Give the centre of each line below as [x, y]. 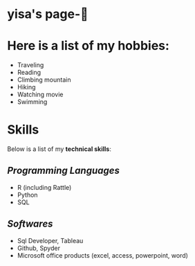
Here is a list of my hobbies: [88, 46]
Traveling [30, 65]
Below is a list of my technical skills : [59, 149]
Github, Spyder [39, 248]
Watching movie [40, 95]
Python [27, 195]
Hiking [26, 87]
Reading [29, 73]
